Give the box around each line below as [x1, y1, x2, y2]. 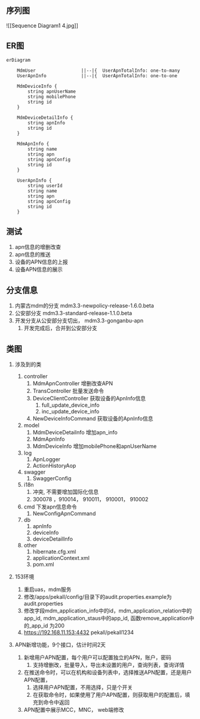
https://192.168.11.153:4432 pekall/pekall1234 [23, 629, 134, 636]
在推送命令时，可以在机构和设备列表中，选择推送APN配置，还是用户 [23, 669, 192, 676]
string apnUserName [27, 89, 76, 95]
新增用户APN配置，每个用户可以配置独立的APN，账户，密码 [23, 654, 171, 661]
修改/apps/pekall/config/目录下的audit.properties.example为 [23, 593, 172, 601]
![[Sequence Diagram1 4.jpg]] [6, 22, 79, 29]
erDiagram [6, 57, 31, 63]
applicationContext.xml [32, 555, 90, 562]
